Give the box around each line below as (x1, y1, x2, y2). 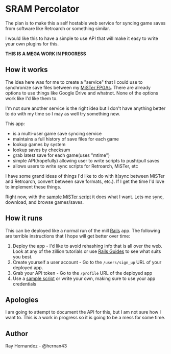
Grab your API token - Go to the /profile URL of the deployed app (12, 270, 153, 276)
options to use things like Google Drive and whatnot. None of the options (5, 90, 158, 96)
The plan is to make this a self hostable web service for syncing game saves (5, 20, 166, 26)
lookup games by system (12, 141, 66, 147)
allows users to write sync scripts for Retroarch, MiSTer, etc (12, 163, 139, 169)
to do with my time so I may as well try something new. (5, 110, 120, 116)
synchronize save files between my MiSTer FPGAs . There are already (5, 84, 151, 90)
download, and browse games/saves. (5, 199, 84, 205)
